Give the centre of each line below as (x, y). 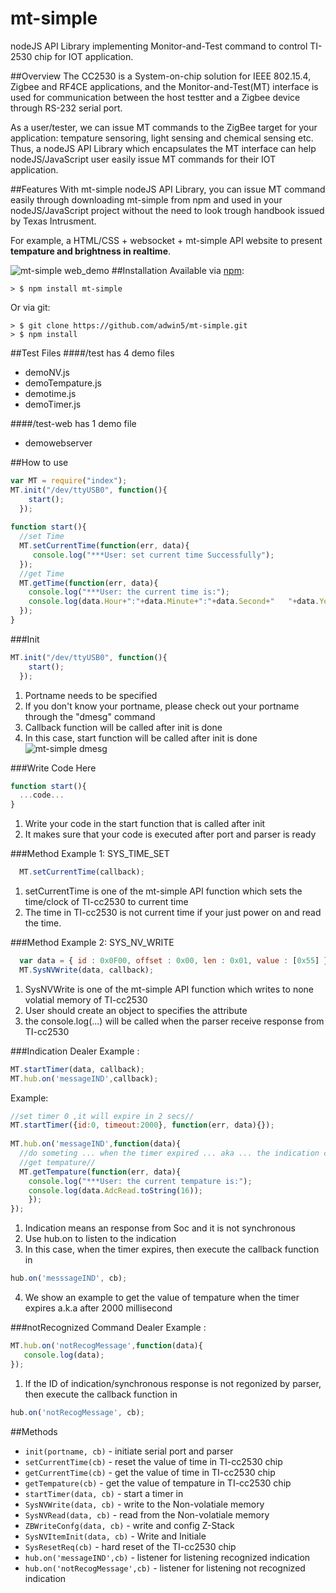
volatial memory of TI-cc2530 (86, 999)
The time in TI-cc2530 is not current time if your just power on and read (173, 913)
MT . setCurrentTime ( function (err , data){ (104, 546)
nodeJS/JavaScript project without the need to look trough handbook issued (167, 210)
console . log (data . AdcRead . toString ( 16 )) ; (115, 1190)
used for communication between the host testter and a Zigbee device (155, 97)
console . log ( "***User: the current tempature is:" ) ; (140, 1181)
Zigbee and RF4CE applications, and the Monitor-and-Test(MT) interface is (164, 86)
